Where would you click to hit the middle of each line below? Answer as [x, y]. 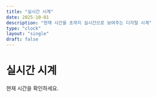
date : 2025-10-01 [28, 17]
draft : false [22, 39]
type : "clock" [24, 28]
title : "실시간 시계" [30, 12]
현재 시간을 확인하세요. [32, 88]
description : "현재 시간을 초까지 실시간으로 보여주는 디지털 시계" [79, 23]
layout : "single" [28, 34]
